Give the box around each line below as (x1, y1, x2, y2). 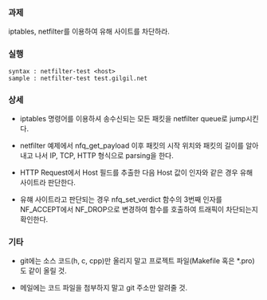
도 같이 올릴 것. (19, 266, 67, 276)
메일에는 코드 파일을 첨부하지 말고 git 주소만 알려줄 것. (19, 283, 188, 293)
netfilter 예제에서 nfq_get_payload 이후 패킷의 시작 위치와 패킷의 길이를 (19, 140, 245, 150)
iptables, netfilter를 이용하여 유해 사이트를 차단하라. (8, 26, 170, 37)
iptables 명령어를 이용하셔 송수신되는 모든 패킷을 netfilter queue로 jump (19, 113, 246, 123)
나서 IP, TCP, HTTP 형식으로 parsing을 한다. (34, 150, 174, 160)
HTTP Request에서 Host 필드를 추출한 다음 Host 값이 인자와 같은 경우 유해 (19, 168, 253, 177)
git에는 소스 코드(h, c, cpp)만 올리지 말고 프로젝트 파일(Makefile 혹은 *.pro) (19, 256, 255, 266)
